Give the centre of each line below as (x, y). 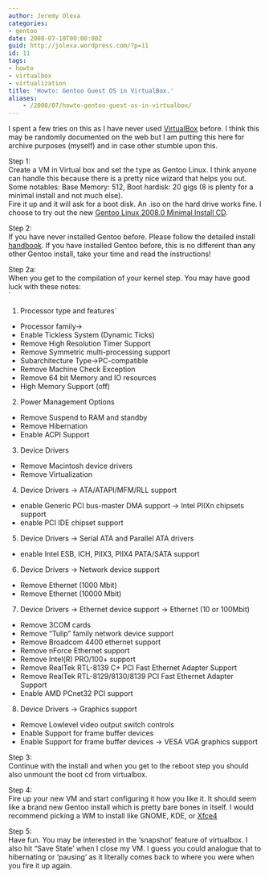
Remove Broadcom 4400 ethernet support (90, 642)
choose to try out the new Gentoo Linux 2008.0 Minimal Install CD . (118, 213)
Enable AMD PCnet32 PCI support (77, 694)
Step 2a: (22, 270)
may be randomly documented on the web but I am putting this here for (126, 137)
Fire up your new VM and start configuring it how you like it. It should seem (132, 799)
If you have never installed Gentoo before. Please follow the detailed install (132, 237)
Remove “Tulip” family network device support (97, 634)
